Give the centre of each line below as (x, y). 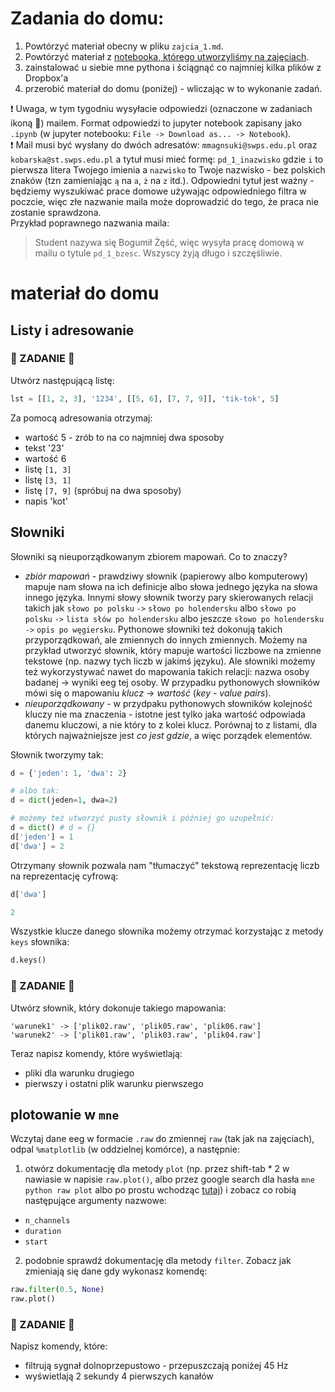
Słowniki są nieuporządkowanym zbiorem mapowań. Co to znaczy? (149, 556)
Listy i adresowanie (72, 330)
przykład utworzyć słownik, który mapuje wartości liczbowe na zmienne (173, 650)
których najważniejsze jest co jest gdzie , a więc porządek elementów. (168, 735)
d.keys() (28, 960)
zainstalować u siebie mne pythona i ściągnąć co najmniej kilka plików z (173, 67)
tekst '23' (44, 448)
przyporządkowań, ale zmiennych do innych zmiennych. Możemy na (166, 639)
